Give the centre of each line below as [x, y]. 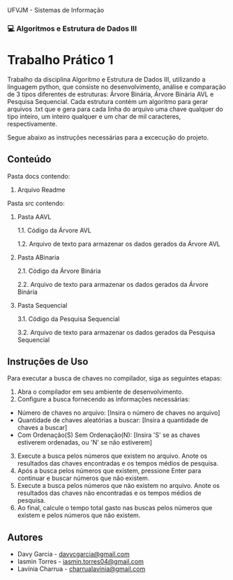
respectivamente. [32, 124]
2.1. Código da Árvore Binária [59, 271]
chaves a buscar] [42, 428]
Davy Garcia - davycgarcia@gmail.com [74, 554]
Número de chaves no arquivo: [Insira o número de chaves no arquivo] [119, 413]
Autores [25, 537]
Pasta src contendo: [36, 203]
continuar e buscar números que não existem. [83, 478]
